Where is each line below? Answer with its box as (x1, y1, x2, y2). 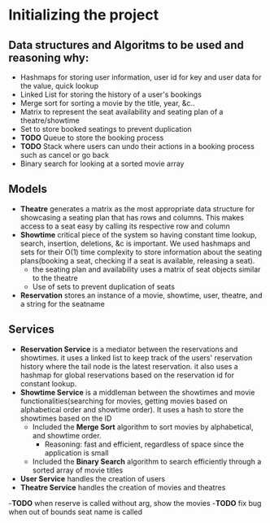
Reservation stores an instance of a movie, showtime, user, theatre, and (20, 290, 263, 300)
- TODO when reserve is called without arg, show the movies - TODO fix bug (8, 498, 262, 508)
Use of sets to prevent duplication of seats (32, 281, 175, 291)
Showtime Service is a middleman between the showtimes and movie (20, 387, 255, 397)
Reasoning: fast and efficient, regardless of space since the (44, 439, 245, 449)
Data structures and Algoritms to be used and (8, 38, 244, 52)
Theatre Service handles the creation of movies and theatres (20, 482, 226, 492)
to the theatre (32, 272, 79, 282)
